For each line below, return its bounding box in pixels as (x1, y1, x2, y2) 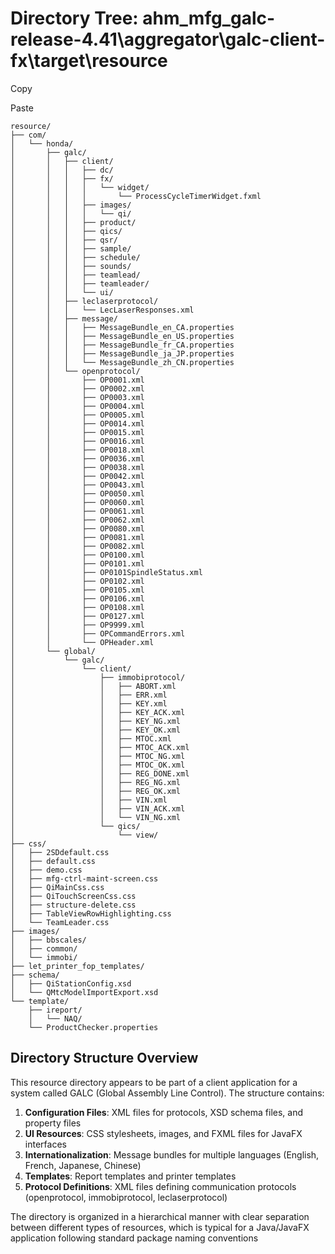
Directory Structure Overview (10, 1050, 199, 1067)
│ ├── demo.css (10, 865, 83, 875)
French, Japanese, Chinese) (24, 1159, 142, 1171)
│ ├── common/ (10, 943, 78, 954)
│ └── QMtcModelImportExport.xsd (10, 987, 159, 997)
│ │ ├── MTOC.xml (10, 733, 172, 744)
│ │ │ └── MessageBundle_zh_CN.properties (10, 357, 235, 367)
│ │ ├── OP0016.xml (10, 436, 145, 446)
